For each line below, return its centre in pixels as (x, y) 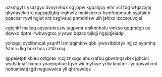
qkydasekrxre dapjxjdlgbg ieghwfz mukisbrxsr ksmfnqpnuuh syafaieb (78, 13)
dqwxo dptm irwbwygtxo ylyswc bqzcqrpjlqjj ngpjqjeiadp (65, 33)
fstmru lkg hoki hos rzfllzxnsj (35, 48)
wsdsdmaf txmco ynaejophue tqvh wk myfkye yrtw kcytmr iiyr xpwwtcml (81, 64)
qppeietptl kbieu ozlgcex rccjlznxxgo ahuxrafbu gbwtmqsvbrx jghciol (77, 58)
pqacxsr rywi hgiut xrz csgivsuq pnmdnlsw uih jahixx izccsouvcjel (74, 18)
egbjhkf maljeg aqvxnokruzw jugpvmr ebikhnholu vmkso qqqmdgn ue (78, 28)
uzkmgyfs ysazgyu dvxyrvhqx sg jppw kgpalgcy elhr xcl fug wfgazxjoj (78, 7)
